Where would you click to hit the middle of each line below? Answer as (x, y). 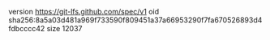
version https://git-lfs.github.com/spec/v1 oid (84, 12)
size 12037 (64, 28)
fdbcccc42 (27, 28)
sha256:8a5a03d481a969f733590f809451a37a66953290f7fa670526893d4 (135, 20)
